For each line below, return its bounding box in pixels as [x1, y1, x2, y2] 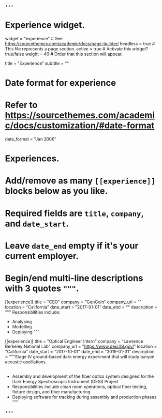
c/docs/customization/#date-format [5, 120, 155, 131]
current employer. [5, 250, 79, 262]
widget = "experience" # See [5, 35, 63, 41]
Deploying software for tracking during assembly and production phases [12, 394, 157, 400]
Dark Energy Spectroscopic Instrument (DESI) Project [12, 378, 119, 384]
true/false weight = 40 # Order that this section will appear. [5, 51, 123, 57]
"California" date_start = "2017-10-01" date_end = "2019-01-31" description [5, 348, 155, 354]
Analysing [12, 318, 32, 325]
